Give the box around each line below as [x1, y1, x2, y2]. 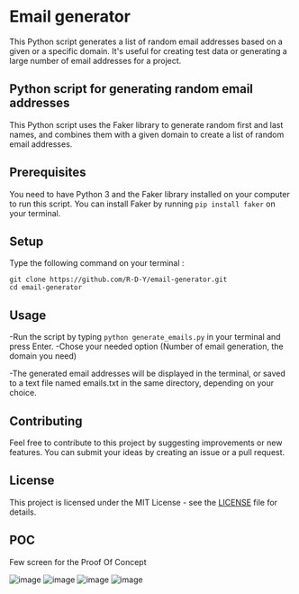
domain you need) [9, 351, 77, 361]
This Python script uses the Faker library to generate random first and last [9, 119, 284, 130]
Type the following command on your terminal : [9, 258, 185, 269]
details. [9, 507, 37, 517]
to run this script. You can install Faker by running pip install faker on [9, 198, 276, 209]
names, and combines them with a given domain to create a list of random [9, 129, 285, 140]
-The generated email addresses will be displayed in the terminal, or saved [9, 368, 285, 379]
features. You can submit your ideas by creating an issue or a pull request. [9, 447, 285, 457]
